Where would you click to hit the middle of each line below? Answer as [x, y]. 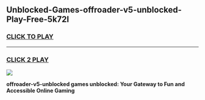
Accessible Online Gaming [41, 90]
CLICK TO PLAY [30, 37]
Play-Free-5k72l [38, 20]
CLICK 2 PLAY [27, 59]
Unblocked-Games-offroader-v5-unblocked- [94, 10]
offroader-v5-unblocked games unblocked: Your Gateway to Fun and [95, 84]
